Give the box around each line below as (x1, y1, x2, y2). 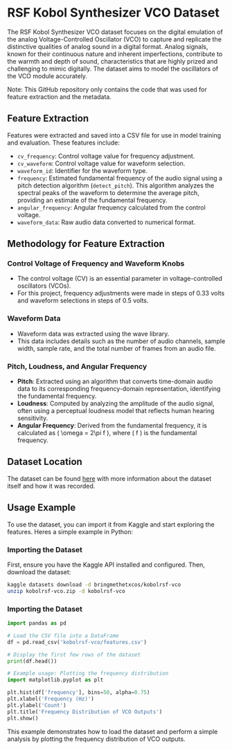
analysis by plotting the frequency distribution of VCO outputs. (7, 735, 186, 743)
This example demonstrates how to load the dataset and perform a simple (7, 727, 218, 735)
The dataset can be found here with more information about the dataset (7, 474, 212, 482)
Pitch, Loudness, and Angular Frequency (7, 361, 148, 371)
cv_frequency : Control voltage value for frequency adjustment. (17, 152, 195, 160)
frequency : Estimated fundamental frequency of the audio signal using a (17, 174, 223, 182)
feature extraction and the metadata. (7, 92, 112, 101)
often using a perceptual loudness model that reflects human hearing (17, 407, 215, 415)
